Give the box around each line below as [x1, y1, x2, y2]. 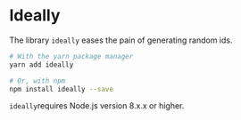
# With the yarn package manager [9, 52, 134, 60]
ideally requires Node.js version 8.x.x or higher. [9, 100, 185, 111]
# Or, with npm [9, 76, 66, 85]
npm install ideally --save [9, 84, 114, 93]
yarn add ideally [9, 60, 74, 69]
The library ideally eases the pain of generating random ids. [9, 35, 233, 45]
